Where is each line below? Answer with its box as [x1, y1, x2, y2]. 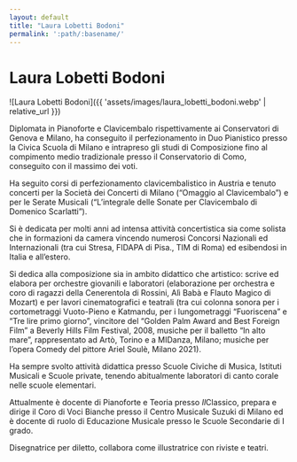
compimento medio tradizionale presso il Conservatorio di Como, [9, 151, 247, 162]
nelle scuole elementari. [9, 380, 97, 390]
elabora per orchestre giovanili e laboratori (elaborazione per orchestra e [9, 278, 275, 289]
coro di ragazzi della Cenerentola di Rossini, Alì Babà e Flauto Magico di [9, 288, 271, 298]
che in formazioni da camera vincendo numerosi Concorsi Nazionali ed [9, 233, 269, 243]
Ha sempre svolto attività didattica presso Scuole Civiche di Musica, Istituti [9, 361, 282, 372]
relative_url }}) [9, 106, 61, 117]
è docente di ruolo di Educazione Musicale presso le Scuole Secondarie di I [9, 416, 285, 427]
